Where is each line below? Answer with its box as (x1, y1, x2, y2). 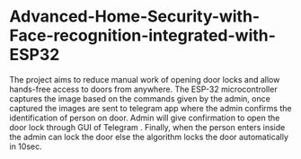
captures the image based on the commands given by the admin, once (9, 93, 271, 104)
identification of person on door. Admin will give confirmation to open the (9, 112, 280, 123)
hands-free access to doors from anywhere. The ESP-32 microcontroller (9, 84, 278, 94)
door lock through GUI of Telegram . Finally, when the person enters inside (9, 121, 286, 132)
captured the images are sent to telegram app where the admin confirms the (9, 102, 292, 113)
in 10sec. (9, 141, 42, 152)
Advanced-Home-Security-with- (9, 6, 261, 27)
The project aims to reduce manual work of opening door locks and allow (9, 74, 280, 84)
